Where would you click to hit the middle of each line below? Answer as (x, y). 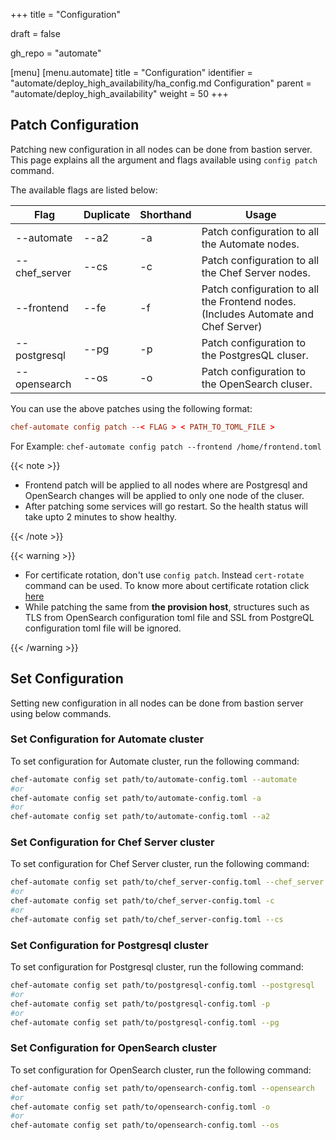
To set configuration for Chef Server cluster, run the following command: (160, 864)
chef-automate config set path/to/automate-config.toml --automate (154, 779)
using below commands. (61, 713)
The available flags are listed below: (84, 190)
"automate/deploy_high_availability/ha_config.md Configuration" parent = (161, 83)
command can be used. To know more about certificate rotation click (167, 585)
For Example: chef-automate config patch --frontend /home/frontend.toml (166, 446)
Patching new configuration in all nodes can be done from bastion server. (161, 149)
